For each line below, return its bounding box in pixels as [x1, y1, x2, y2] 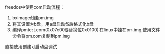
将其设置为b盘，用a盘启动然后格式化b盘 [12, 21, 94, 27]
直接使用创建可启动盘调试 [5, 44, 57, 49]
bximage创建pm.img [12, 15, 54, 21]
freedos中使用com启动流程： [5, 4, 65, 10]
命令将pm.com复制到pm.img [12, 33, 70, 39]
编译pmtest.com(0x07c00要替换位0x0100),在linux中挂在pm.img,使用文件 [12, 27, 160, 33]
